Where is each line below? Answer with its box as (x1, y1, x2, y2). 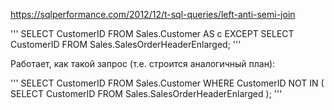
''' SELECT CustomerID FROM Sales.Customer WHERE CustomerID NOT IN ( (10, 77, 325, 89)
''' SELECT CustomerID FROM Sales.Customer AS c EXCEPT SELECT (10, 28, 295, 39)
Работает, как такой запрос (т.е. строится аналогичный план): (10, 58, 276, 69)
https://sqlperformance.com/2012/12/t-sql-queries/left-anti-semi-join (10, 9, 296, 20)
